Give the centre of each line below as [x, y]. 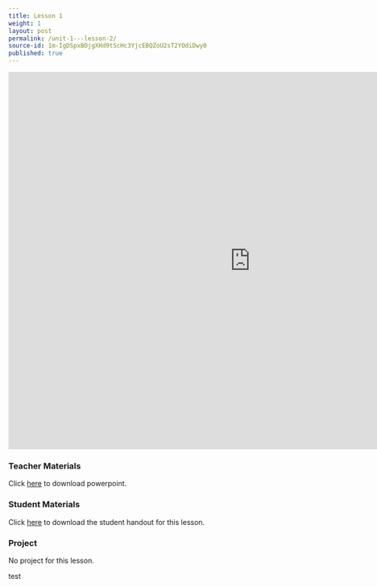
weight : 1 [25, 23]
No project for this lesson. [51, 560]
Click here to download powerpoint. [68, 484]
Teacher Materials [45, 466]
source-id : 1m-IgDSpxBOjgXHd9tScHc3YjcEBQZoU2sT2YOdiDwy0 [108, 46]
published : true [35, 53]
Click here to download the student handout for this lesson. [107, 522]
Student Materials [44, 505]
